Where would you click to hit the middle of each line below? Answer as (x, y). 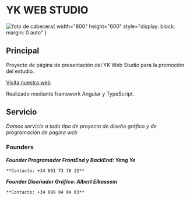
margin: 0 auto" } (27, 32)
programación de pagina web (42, 132)
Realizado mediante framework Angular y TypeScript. (70, 93)
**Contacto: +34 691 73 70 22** (45, 171)
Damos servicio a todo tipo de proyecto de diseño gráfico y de (82, 126)
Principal (23, 51)
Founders (20, 148)
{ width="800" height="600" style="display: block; (114, 26)
